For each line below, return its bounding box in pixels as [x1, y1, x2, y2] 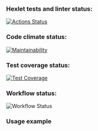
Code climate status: [6, 33, 67, 41]
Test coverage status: [6, 61, 70, 69]
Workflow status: [6, 89, 57, 97]
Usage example [6, 117, 52, 126]
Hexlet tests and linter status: [6, 5, 93, 13]
